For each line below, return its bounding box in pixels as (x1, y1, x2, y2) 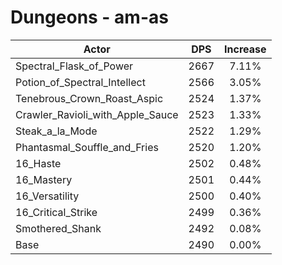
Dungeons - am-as (10, 6, 169, 29)
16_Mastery (15, 172, 73, 186)
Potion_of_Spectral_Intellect (15, 75, 146, 89)
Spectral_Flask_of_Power (15, 59, 134, 73)
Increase (224, 42, 267, 56)
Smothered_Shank (15, 221, 102, 235)
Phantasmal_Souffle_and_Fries (15, 140, 159, 154)
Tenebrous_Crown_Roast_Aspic (15, 91, 164, 105)
